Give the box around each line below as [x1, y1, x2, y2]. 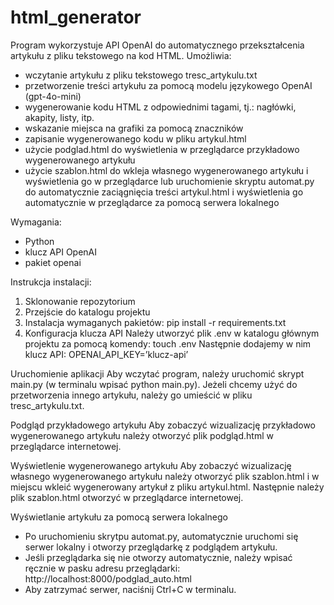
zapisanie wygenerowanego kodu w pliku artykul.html [24, 132, 247, 145]
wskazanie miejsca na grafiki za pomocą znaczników [24, 122, 244, 134]
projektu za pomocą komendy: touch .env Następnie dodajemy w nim [24, 337, 312, 350]
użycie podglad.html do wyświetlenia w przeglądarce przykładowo [24, 143, 300, 155]
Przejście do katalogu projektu [24, 306, 151, 318]
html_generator [10, 6, 142, 29]
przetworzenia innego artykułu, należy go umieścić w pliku [10, 389, 253, 401]
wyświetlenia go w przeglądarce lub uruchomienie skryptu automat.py [24, 175, 315, 187]
